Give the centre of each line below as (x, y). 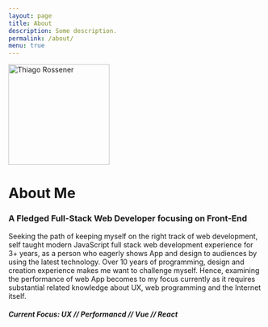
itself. (17, 296)
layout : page (30, 16)
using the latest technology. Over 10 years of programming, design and (126, 262)
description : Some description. (63, 31)
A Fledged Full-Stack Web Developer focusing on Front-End (128, 218)
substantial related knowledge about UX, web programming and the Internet (135, 288)
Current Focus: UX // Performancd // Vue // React (93, 314)
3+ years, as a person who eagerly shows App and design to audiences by (133, 253)
